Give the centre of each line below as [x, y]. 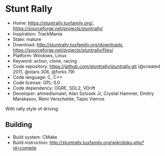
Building [19, 125]
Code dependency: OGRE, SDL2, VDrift [54, 88]
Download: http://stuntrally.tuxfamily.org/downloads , [68, 44]
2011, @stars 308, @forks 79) [44, 71]
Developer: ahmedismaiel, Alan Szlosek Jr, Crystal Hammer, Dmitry [83, 93]
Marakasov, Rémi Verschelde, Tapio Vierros [58, 99]
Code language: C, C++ [38, 77]
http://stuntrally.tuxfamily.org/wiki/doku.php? [97, 142]
